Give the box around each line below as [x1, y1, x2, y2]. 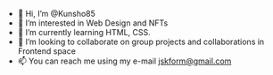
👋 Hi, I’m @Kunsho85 [17, 9, 96, 19]
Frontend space [17, 46, 76, 56]
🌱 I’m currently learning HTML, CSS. [17, 27, 152, 37]
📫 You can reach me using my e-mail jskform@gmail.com [17, 56, 232, 66]
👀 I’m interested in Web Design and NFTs [17, 18, 169, 28]
